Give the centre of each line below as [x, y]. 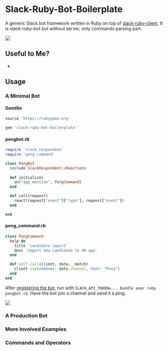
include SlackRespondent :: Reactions [48, 168]
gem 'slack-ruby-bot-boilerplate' [41, 128]
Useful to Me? [27, 54]
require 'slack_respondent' [35, 150]
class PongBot [20, 163]
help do [18, 241]
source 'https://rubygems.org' [38, 119]
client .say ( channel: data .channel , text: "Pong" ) [67, 269]
